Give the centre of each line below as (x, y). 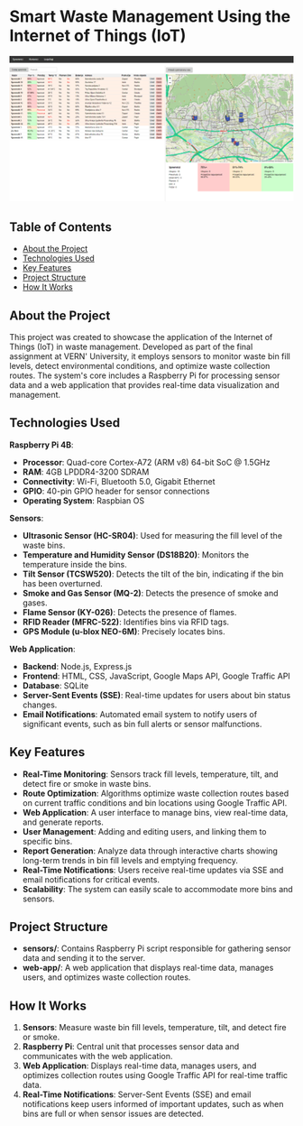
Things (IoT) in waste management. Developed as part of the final (131, 346)
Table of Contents (61, 227)
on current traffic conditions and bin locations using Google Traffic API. (155, 803)
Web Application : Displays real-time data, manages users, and (139, 1066)
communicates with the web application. (97, 1057)
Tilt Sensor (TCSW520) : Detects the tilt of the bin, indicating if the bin (153, 574)
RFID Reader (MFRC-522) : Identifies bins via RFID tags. (126, 622)
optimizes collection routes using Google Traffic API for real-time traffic (155, 1075)
